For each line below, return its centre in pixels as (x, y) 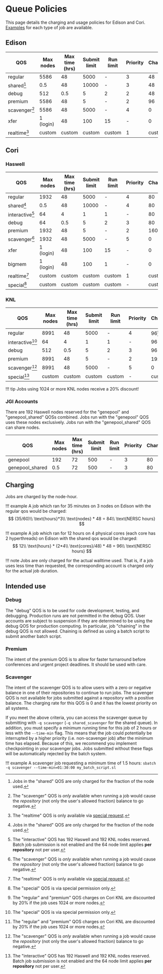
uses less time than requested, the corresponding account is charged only (80, 566)
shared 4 (17, 205)
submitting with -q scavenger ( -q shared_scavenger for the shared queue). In (81, 723)
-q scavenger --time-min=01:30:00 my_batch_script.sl (61, 768)
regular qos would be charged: (36, 511)
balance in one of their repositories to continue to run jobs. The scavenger (80, 693)
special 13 (19, 376)
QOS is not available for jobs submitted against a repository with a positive (80, 698)
